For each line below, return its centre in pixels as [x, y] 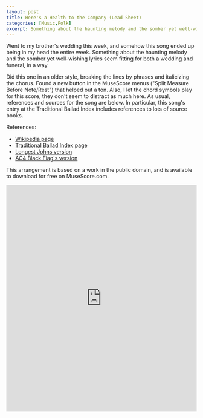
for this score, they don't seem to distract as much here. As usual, [88, 96]
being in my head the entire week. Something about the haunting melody [97, 53]
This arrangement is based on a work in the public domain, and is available [99, 170]
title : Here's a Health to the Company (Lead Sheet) [74, 18]
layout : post [23, 12]
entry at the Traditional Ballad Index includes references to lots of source [97, 109]
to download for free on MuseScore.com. [57, 177]
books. [15, 116]
